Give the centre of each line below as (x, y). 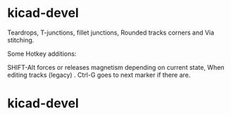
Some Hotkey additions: (42, 54)
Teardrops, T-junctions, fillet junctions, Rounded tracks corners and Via (111, 32)
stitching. (21, 40)
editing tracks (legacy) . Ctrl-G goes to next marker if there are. (99, 75)
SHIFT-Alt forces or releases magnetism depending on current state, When (116, 67)
